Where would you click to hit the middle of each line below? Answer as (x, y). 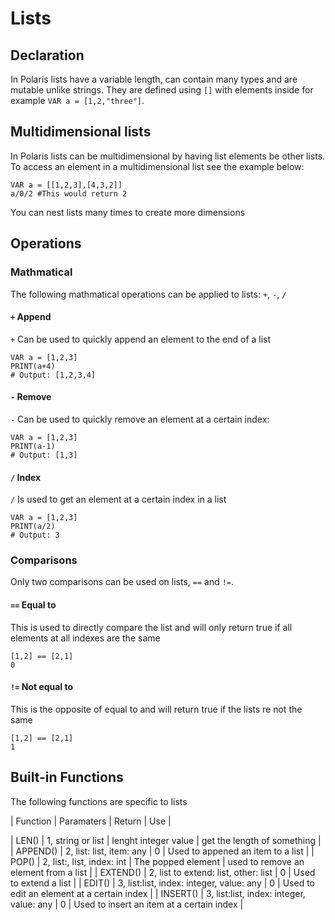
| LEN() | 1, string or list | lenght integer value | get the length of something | (166, 840)
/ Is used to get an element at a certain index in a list (118, 499)
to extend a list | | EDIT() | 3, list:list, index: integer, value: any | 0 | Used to (163, 883)
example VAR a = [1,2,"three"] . (77, 100)
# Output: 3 (35, 535)
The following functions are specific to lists (99, 801)
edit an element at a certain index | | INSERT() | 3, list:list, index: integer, (158, 893)
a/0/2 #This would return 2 (69, 193)
